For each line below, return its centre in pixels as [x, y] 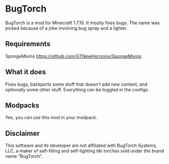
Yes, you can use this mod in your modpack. [51, 118]
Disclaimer [22, 133]
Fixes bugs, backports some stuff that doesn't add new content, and [76, 84]
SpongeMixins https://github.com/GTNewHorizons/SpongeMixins [73, 56]
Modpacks [22, 105]
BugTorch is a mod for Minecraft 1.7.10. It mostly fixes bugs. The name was [82, 23]
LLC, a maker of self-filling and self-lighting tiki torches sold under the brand [85, 151]
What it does [26, 72]
